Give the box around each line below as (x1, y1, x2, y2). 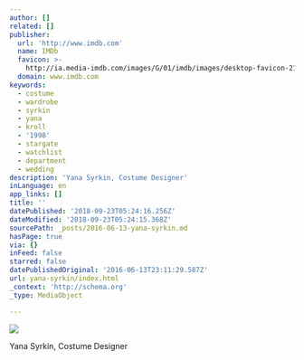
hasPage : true (9, 232, 63, 241)
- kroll (17, 123, 47, 132)
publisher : (9, 30, 51, 39)
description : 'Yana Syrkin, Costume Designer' (9, 173, 188, 182)
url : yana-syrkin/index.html (9, 274, 119, 283)
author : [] (9, 13, 51, 23)
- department (17, 156, 67, 166)
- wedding (17, 165, 54, 174)
